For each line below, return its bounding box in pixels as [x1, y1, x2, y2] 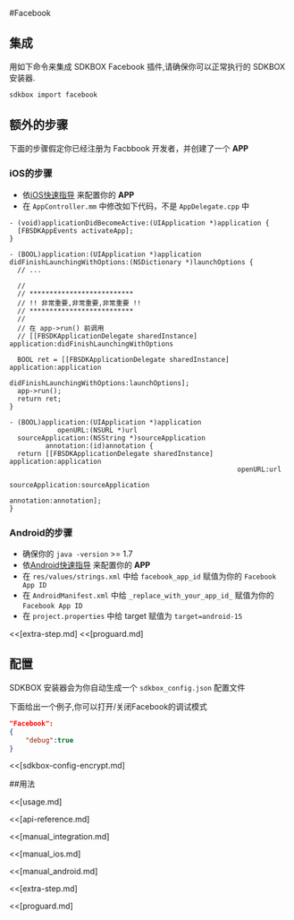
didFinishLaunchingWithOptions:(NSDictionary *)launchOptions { [9, 257, 254, 267]
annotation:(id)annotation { [45, 441, 154, 451]
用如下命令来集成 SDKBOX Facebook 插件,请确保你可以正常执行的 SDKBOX [9, 61, 286, 72]
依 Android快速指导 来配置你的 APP [21, 560, 151, 571]
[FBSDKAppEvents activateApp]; [17, 226, 134, 236]
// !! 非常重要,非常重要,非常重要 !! [17, 298, 141, 307]
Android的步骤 [9, 526, 73, 538]
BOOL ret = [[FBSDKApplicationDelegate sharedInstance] [17, 355, 230, 364]
